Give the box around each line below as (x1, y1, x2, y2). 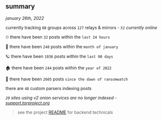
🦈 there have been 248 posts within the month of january (5, 44, 118, 49)
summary (5, 2, 35, 11)
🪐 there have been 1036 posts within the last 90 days (5, 53, 113, 59)
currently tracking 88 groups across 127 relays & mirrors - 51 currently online (5, 25, 158, 30)
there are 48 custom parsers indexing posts (5, 85, 92, 91)
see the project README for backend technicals (17, 109, 113, 115)
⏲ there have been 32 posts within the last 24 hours (5, 34, 110, 40)
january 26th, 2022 (5, 15, 44, 21)
